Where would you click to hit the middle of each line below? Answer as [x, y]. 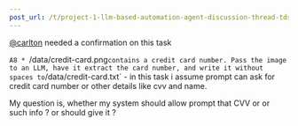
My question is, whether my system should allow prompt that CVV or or [140, 103]
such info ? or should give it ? [63, 112]
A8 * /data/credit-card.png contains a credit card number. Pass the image [148, 59]
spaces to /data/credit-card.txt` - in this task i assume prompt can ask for [142, 77]
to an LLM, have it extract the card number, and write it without [137, 68]
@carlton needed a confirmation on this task [90, 42]
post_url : [27, 17]
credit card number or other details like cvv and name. [108, 85]
